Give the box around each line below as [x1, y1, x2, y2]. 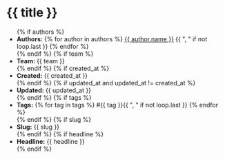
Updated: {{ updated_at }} [16, 86, 91, 94]
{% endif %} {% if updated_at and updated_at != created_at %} [16, 78, 196, 87]
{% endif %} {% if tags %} [16, 93, 92, 101]
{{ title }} [6, 5, 58, 21]
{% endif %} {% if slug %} [16, 115, 92, 123]
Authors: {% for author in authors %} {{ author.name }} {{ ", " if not [16, 34, 208, 43]
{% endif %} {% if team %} [16, 50, 94, 58]
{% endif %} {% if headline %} [16, 129, 104, 138]
